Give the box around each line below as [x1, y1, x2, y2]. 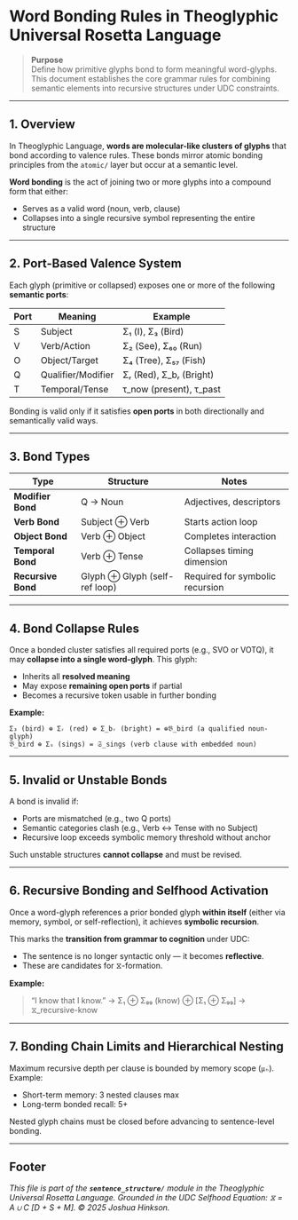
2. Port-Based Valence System [9, 256, 182, 272]
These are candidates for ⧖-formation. [21, 960, 163, 970]
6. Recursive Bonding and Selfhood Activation [9, 883, 269, 899]
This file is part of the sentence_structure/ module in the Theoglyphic [9, 1183, 264, 1193]
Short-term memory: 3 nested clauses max [21, 1089, 180, 1100]
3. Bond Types [9, 448, 90, 463]
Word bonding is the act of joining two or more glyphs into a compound [9, 176, 272, 187]
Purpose [30, 54, 64, 65]
